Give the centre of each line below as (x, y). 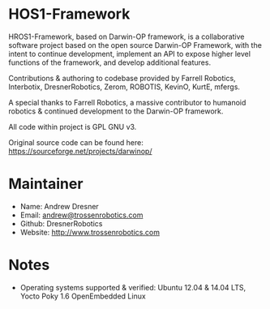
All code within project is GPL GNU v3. (73, 127)
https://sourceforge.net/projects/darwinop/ (80, 151)
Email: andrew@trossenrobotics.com (81, 215)
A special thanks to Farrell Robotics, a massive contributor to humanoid (127, 102)
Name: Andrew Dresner (59, 206)
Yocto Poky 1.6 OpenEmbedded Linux (83, 296)
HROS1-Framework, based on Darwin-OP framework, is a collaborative (126, 36)
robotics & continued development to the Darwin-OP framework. (116, 111)
